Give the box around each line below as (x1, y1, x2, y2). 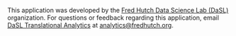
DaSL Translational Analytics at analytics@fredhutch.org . (7, 21, 174, 29)
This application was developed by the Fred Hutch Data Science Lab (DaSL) (7, 6, 229, 14)
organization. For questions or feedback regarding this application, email (7, 13, 220, 22)
